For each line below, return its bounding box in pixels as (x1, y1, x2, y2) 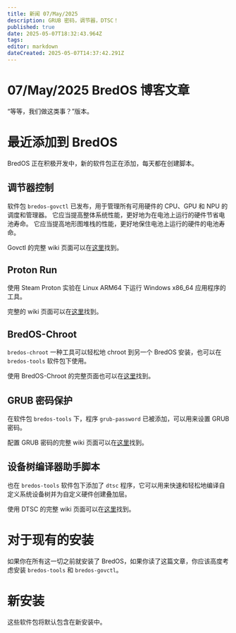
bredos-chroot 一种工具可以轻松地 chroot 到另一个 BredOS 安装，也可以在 (7, 348, 222, 356)
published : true (7, 23, 55, 30)
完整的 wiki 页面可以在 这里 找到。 (7, 308, 103, 316)
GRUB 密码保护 (7, 394, 73, 406)
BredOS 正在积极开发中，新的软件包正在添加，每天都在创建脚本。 (7, 159, 199, 167)
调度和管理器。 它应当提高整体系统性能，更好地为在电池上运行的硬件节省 (7, 210, 219, 219)
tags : (7, 37, 23, 44)
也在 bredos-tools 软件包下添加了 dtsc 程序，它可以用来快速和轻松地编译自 (7, 481, 225, 489)
